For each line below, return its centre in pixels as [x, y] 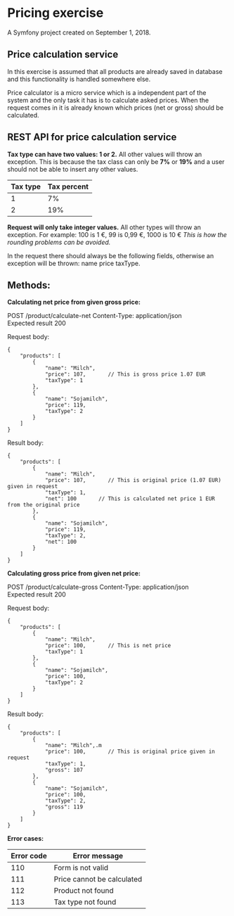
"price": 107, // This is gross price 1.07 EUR [125, 374]
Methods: [29, 285]
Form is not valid [81, 868]
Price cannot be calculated [98, 879]
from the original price [44, 505]
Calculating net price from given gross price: [74, 302]
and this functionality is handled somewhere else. [79, 79]
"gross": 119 [64, 807]
